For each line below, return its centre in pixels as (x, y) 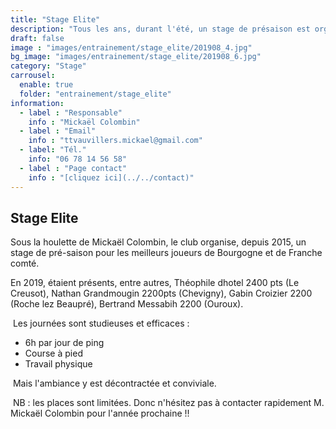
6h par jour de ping (64, 343)
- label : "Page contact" (73, 168)
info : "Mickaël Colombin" (84, 122)
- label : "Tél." (53, 150)
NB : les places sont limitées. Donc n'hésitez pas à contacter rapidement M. (168, 403)
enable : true (46, 85)
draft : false (37, 38)
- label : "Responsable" (71, 112)
